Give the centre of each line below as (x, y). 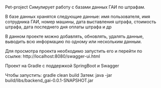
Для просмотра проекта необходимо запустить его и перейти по (74, 51)
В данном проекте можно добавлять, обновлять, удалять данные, (74, 36)
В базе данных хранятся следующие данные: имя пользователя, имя (78, 16)
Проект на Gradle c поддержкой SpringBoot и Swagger (62, 66)
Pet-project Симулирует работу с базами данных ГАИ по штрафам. (75, 7)
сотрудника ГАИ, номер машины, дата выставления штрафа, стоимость (81, 22)
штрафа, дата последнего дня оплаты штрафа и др (58, 27)
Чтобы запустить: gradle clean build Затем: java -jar (59, 75)
